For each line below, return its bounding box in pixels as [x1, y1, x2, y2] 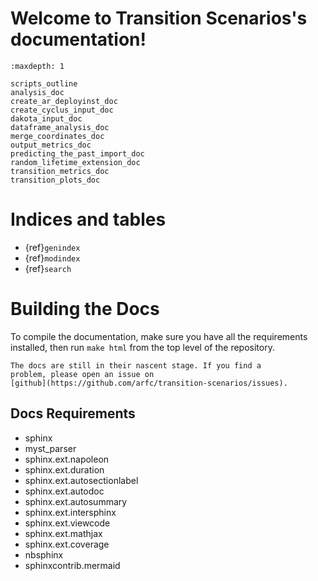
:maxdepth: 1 [10, 61, 65, 71]
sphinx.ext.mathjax [24, 527, 103, 539]
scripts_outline [10, 78, 78, 89]
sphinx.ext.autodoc [24, 485, 105, 497]
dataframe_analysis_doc [10, 122, 110, 132]
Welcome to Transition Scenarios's [10, 7, 308, 30]
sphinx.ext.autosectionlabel [24, 474, 139, 486]
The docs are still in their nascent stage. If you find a [10, 360, 262, 371]
